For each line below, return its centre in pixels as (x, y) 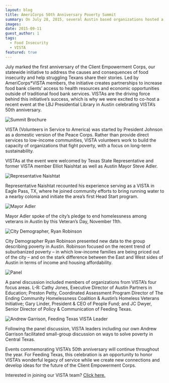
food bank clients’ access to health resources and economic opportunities (82, 88)
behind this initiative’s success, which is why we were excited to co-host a (82, 99)
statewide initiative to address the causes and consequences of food (77, 72)
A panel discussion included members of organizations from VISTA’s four (81, 282)
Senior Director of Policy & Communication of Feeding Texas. (69, 309)
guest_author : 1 (22, 33)
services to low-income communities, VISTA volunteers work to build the (81, 140)
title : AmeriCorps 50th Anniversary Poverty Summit (61, 15)
